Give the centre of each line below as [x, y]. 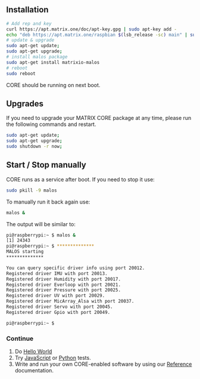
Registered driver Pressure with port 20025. [63, 290]
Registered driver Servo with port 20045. [60, 307]
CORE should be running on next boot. [53, 85]
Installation [27, 10]
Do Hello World [33, 351]
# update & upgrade [30, 40]
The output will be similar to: [41, 224]
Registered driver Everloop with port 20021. [63, 285]
